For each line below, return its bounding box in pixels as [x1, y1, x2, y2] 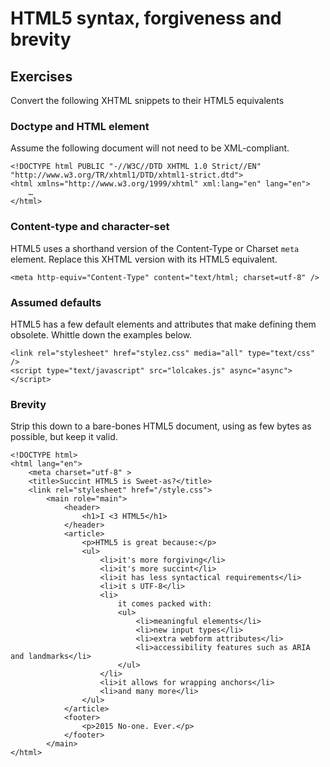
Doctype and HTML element [10, 119, 150, 133]
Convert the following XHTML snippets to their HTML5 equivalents [10, 95, 285, 106]
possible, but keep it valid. [10, 431, 118, 443]
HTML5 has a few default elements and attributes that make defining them [10, 318, 317, 330]
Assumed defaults [10, 295, 102, 309]
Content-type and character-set [10, 220, 170, 234]
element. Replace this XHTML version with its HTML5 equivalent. [10, 253, 278, 265]
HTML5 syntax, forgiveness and [10, 7, 282, 30]
